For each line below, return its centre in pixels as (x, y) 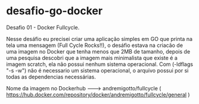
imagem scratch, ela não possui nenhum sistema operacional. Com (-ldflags (100, 64)
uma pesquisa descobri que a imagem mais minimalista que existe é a (92, 58)
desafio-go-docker (55, 11)
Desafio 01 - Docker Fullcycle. (43, 27)
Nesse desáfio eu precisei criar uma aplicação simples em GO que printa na (99, 39)
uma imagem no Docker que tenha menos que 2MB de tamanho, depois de (98, 51)
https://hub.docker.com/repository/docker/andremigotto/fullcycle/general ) (98, 94)
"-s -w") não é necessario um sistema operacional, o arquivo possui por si (97, 70)
